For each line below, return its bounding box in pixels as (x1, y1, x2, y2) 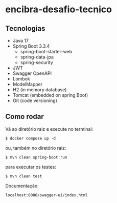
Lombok (12, 76, 31, 82)
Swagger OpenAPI (12, 70, 52, 76)
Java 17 (12, 37, 29, 44)
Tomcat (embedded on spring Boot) (12, 92, 88, 98)
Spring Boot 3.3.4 (12, 43, 50, 49)
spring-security (20, 59, 53, 65)
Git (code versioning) (12, 97, 57, 104)
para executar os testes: (5, 164, 56, 170)
